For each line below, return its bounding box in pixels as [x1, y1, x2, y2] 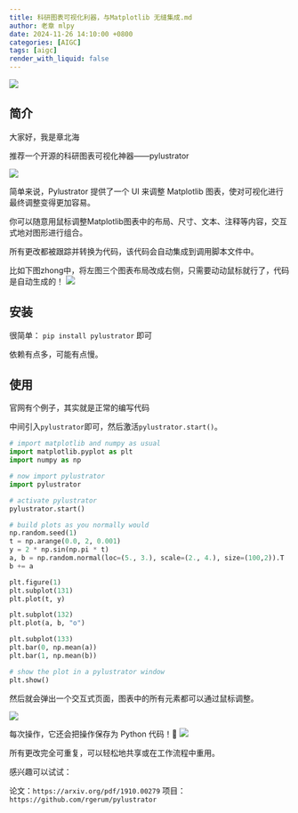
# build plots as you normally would [9, 520, 149, 529]
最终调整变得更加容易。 [9, 197, 95, 207]
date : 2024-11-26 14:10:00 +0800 [9, 29, 133, 38]
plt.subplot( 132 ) [9, 610, 74, 619]
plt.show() [9, 675, 50, 685]
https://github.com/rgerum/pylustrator [9, 795, 157, 804]
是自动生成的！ [9, 276, 64, 286]
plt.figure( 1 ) [9, 577, 62, 587]
